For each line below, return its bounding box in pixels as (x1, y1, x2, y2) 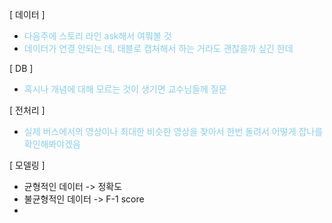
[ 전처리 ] (9, 104, 46, 116)
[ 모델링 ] (9, 159, 46, 171)
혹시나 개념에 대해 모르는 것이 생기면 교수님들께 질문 (23, 83, 227, 95)
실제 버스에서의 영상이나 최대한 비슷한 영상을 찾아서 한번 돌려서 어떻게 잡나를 (23, 126, 324, 137)
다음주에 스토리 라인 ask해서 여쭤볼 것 (23, 30, 172, 42)
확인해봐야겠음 (23, 138, 81, 150)
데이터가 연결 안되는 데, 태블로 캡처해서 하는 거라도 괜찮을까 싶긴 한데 (23, 43, 294, 54)
